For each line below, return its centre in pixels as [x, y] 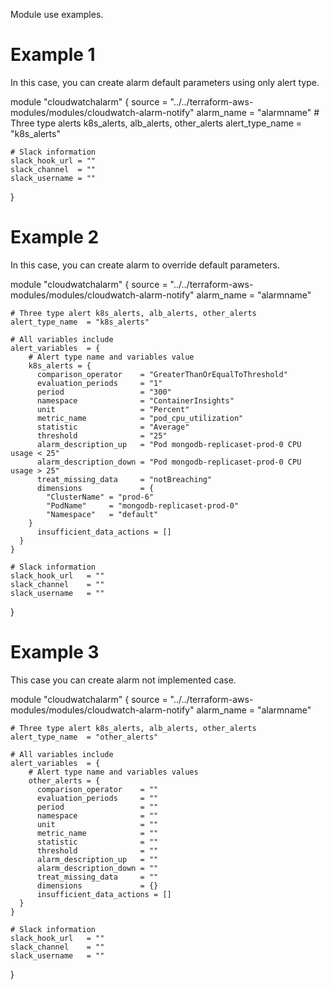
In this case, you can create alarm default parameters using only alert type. [165, 82]
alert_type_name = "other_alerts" [84, 737]
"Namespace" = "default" [102, 514]
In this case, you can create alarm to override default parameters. [145, 265]
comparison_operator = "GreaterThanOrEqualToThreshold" [162, 374]
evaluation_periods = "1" [99, 383]
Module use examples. [57, 14]
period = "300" [104, 392]
